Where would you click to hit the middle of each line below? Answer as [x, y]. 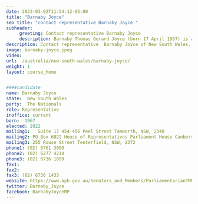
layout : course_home [32, 72]
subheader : [19, 28]
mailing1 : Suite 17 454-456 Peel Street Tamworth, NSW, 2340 [85, 131]
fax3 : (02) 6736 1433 [33, 175]
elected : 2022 [24, 126]
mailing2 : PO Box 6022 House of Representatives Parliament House [89, 137]
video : [14, 55]
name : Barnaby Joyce [32, 93]
